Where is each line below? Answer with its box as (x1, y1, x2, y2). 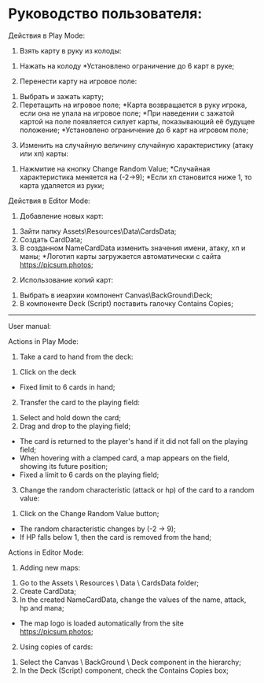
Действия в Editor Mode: (8, 196, 90, 205)
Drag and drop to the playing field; (19, 421, 131, 430)
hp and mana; (19, 603, 64, 612)
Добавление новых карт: (19, 211, 104, 220)
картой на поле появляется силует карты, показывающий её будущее (19, 116, 255, 126)
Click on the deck (19, 367, 77, 376)
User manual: (8, 321, 52, 330)
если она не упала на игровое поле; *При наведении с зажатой (19, 108, 235, 118)
